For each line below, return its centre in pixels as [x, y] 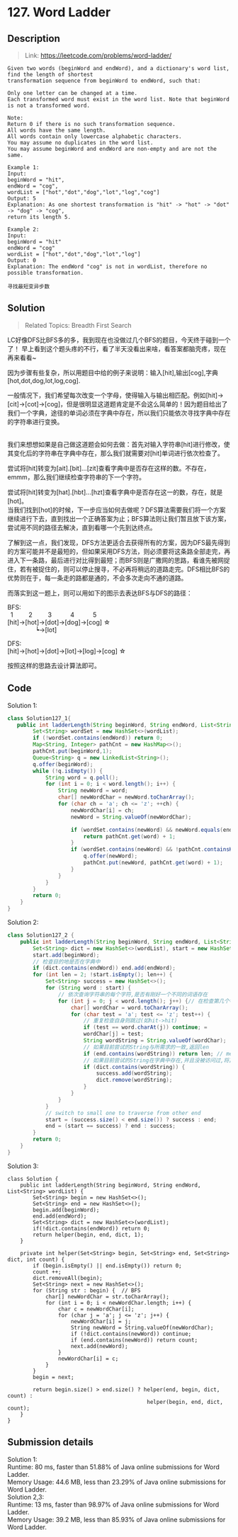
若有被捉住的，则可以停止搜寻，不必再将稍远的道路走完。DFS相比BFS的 [125, 569]
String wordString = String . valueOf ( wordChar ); [155, 1041]
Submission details [50, 1442]
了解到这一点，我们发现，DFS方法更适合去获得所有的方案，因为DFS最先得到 [119, 542]
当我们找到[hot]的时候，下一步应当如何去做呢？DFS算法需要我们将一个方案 [117, 510]
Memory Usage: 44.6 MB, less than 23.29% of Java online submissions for [117, 1482]
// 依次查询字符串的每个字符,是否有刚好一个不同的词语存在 [133, 994]
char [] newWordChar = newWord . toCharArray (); [126, 797]
